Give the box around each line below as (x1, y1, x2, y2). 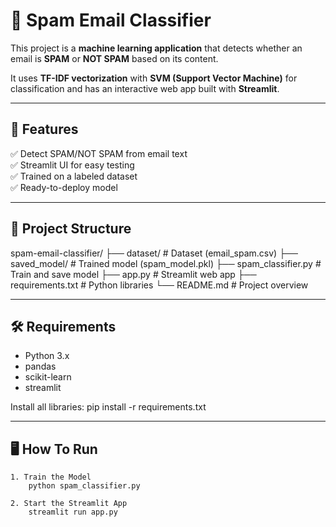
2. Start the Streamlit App (10, 499, 128, 509)
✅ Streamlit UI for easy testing (10, 159, 135, 171)
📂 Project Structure (10, 220, 132, 238)
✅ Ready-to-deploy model (10, 181, 118, 193)
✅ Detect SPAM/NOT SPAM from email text (10, 147, 188, 159)
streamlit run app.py (28, 507, 118, 518)
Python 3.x (24, 350, 70, 362)
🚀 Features (10, 121, 79, 138)
